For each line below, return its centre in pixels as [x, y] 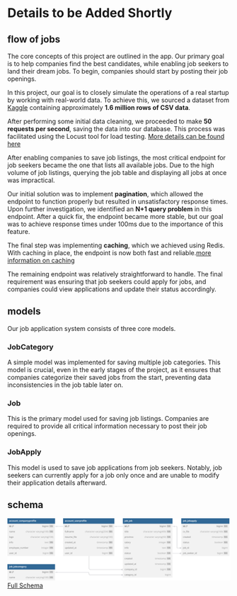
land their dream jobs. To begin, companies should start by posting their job [118, 71]
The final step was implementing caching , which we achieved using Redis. [116, 245]
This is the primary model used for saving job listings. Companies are [108, 419]
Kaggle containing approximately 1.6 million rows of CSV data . [99, 107]
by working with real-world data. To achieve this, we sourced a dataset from [118, 100]
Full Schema [25, 585]
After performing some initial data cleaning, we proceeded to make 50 [110, 121]
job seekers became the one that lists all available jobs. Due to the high [111, 165]
